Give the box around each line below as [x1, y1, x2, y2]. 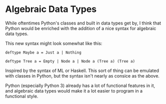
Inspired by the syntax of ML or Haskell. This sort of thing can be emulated [5, 67, 159, 73]
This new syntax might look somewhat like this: [5, 40, 102, 46]
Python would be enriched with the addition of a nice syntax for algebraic [5, 25, 156, 31]
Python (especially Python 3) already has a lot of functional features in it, [5, 82, 155, 88]
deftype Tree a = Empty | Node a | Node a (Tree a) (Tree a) [5, 58, 135, 63]
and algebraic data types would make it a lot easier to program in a [5, 87, 143, 93]
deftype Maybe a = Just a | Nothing [5, 50, 81, 55]
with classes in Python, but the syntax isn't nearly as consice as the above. [5, 72, 160, 78]
